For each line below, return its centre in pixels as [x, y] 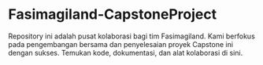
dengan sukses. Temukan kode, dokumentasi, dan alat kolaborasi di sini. [126, 52]
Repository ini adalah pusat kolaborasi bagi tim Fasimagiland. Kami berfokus [132, 36]
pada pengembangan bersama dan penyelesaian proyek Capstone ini [121, 44]
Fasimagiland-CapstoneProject [113, 14]
